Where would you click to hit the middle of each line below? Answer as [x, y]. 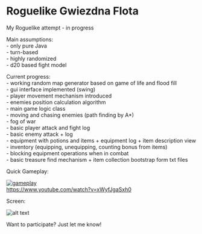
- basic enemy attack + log [40, 134]
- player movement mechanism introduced [59, 96]
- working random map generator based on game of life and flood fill [91, 83]
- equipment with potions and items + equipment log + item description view [101, 140]
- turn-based [22, 52]
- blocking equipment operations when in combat [68, 153]
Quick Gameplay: [28, 171]
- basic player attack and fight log [48, 128]
